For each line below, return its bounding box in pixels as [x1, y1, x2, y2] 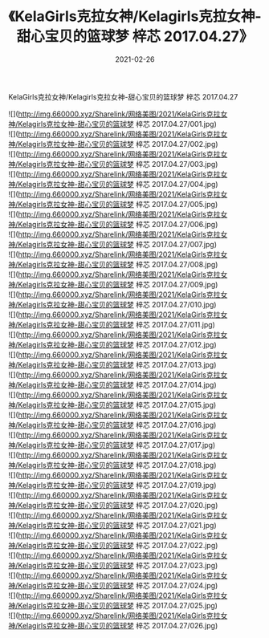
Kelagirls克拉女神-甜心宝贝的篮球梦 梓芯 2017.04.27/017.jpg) [18, 440, 216, 449]
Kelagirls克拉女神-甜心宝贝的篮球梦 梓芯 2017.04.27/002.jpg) [18, 139, 218, 148]
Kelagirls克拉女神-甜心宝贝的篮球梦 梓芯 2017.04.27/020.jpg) [18, 500, 218, 510]
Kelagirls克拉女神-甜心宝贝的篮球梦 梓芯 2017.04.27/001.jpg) [18, 119, 217, 128]
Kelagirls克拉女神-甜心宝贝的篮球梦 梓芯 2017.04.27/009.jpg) [18, 279, 218, 289]
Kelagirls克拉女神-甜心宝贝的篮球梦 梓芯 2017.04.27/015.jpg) [18, 400, 217, 409]
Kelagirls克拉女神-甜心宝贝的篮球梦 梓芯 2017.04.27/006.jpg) [18, 219, 218, 229]
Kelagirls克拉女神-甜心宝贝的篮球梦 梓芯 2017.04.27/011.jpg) [18, 319, 215, 329]
